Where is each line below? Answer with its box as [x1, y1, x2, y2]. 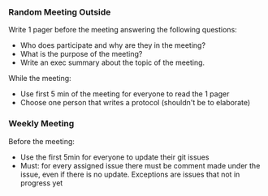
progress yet [19, 177, 63, 188]
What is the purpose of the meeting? [19, 49, 143, 59]
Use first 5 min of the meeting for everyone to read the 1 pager [19, 89, 230, 99]
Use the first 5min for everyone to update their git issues [19, 152, 210, 162]
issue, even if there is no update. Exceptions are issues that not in [19, 169, 240, 179]
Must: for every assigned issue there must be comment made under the [19, 160, 261, 170]
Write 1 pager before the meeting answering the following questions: [8, 25, 237, 35]
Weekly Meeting [8, 118, 75, 130]
